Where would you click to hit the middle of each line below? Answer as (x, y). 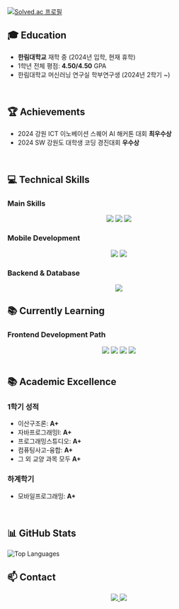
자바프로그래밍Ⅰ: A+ (45, 432)
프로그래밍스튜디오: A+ (50, 441)
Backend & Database (44, 273)
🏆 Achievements (46, 112)
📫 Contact (32, 577)
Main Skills (27, 203)
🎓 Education (37, 35)
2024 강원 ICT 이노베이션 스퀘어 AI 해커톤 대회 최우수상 (94, 133)
